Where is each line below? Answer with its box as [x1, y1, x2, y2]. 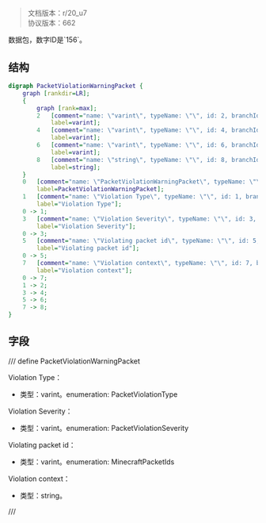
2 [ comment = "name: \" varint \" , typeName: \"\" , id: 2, [36, 111, 228, 120]
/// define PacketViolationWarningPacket [8, 356, 141, 366]
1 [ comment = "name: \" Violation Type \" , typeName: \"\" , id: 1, [22, 193, 243, 201]
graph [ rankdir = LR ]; [22, 89, 90, 98]
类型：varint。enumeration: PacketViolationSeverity [19, 423, 189, 433]
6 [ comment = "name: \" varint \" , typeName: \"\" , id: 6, [36, 141, 228, 149]
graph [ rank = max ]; [36, 104, 97, 112]
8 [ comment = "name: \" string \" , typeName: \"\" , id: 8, [36, 156, 228, 163]
